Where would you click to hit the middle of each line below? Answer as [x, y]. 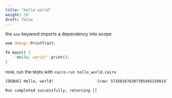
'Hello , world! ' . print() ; [42, 57]
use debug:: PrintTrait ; [31, 43]
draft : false [19, 19]
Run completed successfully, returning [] [51, 90]
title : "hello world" [28, 10]
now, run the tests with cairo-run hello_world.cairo [61, 71]
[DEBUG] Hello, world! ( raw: [57, 81]
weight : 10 [17, 15]
